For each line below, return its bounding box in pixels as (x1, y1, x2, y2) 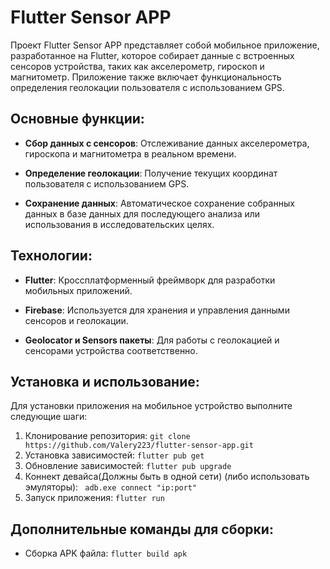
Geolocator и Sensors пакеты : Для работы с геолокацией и (24, 334, 280, 346)
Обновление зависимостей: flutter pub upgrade (24, 460, 232, 472)
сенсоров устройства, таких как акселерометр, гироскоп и (10, 60, 265, 72)
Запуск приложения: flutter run (24, 492, 165, 504)
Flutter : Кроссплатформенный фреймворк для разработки (24, 274, 276, 286)
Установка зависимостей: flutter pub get (24, 449, 205, 461)
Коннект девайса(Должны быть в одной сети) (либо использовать (24, 471, 310, 483)
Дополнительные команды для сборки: (10, 521, 274, 538)
